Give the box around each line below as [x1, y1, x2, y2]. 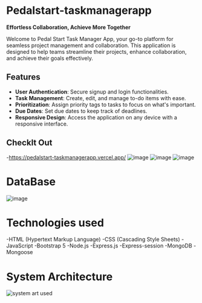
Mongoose [6, 249, 33, 256]
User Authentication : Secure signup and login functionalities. [15, 88, 169, 95]
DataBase [6, 174, 56, 188]
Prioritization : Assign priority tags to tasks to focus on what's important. [15, 101, 197, 108]
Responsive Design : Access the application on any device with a [15, 113, 177, 121]
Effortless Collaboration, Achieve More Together [6, 24, 131, 31]
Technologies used [6, 215, 105, 229]
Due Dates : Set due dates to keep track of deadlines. [15, 107, 148, 115]
